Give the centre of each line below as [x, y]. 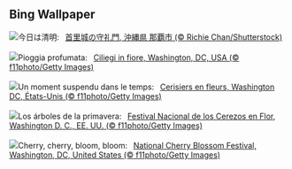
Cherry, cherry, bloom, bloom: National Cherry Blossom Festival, [137, 145]
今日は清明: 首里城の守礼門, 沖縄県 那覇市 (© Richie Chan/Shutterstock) [150, 37]
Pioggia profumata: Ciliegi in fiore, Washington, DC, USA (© [129, 58]
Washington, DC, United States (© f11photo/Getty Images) [115, 155]
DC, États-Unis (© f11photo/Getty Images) [85, 96]
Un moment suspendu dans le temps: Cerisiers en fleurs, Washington [146, 87]
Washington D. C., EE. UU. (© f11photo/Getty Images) [106, 125]
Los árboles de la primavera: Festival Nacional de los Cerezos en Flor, [147, 116]
